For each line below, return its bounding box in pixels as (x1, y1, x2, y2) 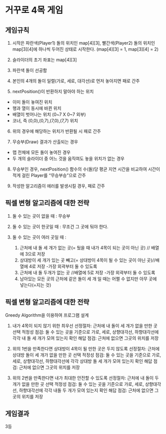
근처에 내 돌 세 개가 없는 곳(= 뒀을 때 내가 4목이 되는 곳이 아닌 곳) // (19, 245, 150, 251)
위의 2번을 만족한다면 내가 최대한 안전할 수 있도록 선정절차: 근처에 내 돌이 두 (12, 375, 159, 381)
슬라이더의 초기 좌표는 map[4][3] (12, 57, 77, 63)
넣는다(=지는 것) (19, 282, 52, 288)
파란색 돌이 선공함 (12, 68, 47, 73)
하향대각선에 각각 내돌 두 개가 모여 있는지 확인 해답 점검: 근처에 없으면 (19, 387, 154, 393)
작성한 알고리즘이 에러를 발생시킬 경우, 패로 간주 (12, 183, 105, 189)
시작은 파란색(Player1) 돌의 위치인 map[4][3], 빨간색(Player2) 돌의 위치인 (12, 40, 155, 46)
